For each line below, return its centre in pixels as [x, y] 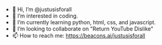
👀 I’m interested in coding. [45, 16]
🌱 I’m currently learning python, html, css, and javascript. [84, 22]
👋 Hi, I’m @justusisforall [42, 9]
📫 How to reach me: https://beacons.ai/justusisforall [79, 36]
